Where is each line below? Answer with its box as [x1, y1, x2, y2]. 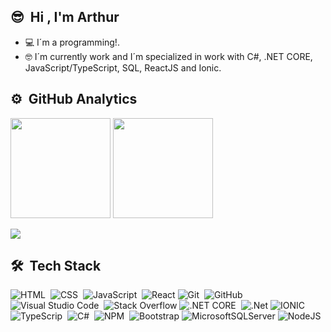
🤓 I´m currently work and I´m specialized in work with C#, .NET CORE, [24, 50, 313, 62]
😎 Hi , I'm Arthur [10, 9, 120, 26]
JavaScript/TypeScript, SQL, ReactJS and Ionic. [24, 61, 222, 74]
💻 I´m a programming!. [24, 36, 120, 48]
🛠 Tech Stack [10, 258, 102, 275]
